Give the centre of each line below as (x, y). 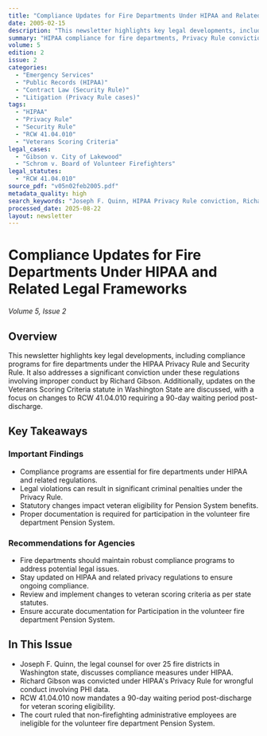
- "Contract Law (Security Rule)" (72, 90)
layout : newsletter (41, 216)
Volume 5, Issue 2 (37, 311)
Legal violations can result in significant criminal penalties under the (131, 488)
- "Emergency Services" (54, 75)
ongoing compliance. (54, 585)
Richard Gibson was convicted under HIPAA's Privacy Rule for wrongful (136, 681)
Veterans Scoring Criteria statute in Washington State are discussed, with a (131, 389)
